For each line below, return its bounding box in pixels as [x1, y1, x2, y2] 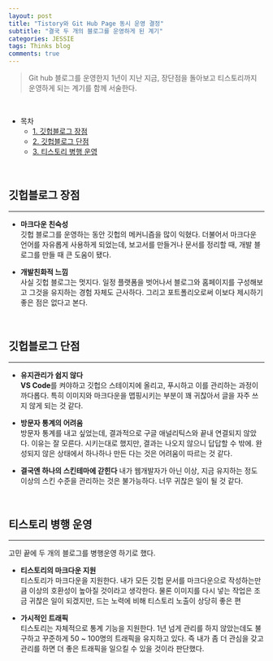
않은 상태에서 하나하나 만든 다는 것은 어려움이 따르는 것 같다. [41, 448, 233, 458]
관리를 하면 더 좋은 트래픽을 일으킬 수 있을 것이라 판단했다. [19, 644, 205, 654]
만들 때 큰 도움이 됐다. [41, 250, 112, 259]
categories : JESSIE [8, 34, 75, 43]
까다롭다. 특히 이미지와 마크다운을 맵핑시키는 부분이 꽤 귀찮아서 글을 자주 [19, 390, 250, 400]
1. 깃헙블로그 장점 [32, 127, 88, 136]
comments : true [8, 50, 60, 58]
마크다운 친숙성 [19, 219, 69, 228]
